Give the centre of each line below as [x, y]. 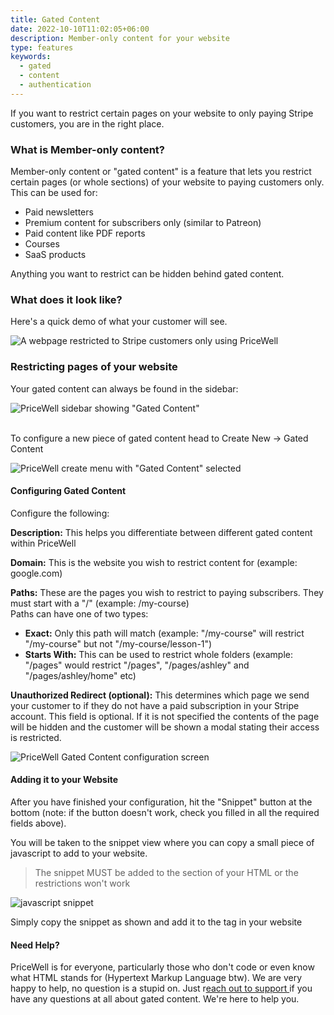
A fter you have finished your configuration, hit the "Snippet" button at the [161, 802]
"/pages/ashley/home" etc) [80, 675]
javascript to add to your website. [79, 853]
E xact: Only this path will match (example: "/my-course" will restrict [164, 633]
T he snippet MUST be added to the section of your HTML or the [166, 873]
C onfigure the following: [60, 513]
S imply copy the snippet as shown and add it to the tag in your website [156, 922]
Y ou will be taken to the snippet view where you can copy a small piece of [162, 843]
